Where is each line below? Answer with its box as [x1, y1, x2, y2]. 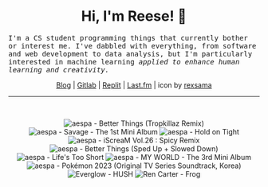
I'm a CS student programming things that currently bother [8, 33, 249, 42]
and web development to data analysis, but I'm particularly [8, 49, 253, 58]
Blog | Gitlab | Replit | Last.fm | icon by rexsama [55, 80, 213, 90]
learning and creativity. [8, 65, 110, 74]
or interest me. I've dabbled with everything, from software [8, 41, 257, 50]
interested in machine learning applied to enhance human [8, 57, 240, 66]
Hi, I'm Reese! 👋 [81, 7, 187, 25]
